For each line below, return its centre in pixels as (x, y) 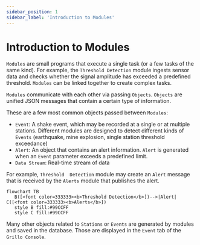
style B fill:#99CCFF (41, 208)
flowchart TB (23, 192)
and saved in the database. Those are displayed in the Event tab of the (94, 231)
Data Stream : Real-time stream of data (62, 163)
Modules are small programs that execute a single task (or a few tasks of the (100, 64)
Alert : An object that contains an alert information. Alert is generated (102, 150)
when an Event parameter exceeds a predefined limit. (81, 157)
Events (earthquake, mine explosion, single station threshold (90, 137)
